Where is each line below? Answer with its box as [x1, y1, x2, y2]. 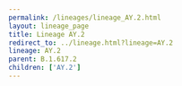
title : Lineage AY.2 [8, 30, 86, 39]
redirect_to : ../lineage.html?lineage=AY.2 [8, 38, 174, 47]
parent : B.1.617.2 [8, 55, 77, 64]
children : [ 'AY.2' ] [8, 64, 82, 73]
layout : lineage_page [8, 21, 90, 30]
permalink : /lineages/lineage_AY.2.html [8, 13, 162, 22]
